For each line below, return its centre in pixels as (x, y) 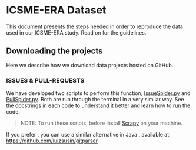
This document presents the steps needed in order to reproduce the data (95, 26)
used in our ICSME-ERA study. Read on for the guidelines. (76, 32)
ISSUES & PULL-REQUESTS (45, 80)
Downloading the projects (54, 51)
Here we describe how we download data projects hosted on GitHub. (90, 65)
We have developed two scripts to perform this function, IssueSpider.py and (98, 93)
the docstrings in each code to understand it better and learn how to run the (98, 105)
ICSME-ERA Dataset (56, 10)
